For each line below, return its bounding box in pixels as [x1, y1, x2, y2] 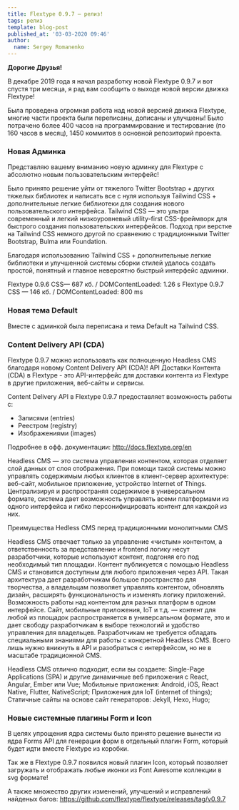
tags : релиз [7, 17, 43, 24]
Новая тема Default [7, 305, 78, 315]
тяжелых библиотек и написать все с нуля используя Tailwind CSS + [7, 192, 217, 201]
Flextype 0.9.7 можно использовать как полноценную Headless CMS [7, 355, 217, 364]
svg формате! [7, 774, 49, 782]
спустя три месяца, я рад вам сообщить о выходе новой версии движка [7, 85, 229, 93]
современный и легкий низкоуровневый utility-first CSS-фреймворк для [7, 215, 228, 223]
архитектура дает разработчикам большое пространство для [7, 575, 196, 584]
